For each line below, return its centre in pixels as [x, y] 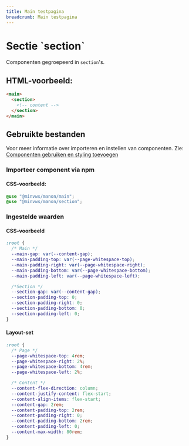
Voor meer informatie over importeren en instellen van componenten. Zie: [95, 148]
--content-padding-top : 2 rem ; [48, 410]
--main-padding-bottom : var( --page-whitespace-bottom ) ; [81, 271]
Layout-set [20, 333]
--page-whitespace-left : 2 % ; [47, 372]
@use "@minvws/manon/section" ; [44, 202]
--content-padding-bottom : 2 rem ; [52, 421]
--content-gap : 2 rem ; [38, 405]
